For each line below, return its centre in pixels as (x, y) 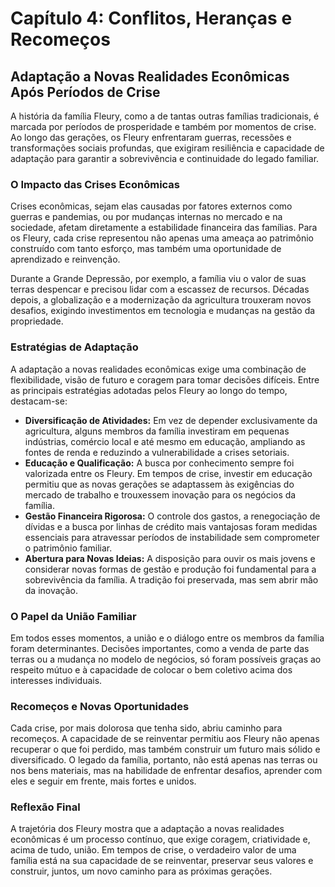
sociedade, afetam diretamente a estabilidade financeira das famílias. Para (164, 228)
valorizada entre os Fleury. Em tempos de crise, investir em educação (168, 473)
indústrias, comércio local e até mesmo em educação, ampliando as (165, 441)
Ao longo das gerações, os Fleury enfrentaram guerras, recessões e (151, 137)
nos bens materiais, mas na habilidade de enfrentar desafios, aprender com (166, 771)
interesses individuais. (56, 680)
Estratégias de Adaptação (74, 347)
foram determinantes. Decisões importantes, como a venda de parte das (160, 648)
